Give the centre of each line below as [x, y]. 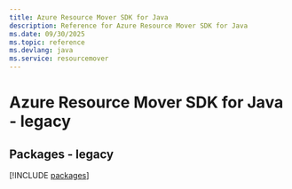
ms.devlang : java [41, 51]
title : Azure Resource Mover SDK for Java [89, 17]
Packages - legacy [61, 154]
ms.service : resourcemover [59, 59]
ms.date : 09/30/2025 [47, 34]
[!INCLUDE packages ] [49, 175]
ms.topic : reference [47, 42]
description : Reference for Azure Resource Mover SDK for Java [129, 26]
